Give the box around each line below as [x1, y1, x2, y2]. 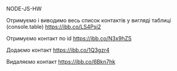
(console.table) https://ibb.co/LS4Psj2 [6, 23, 101, 30]
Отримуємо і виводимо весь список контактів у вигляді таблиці [6, 17, 171, 23]
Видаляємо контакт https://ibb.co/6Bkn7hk [6, 58, 116, 65]
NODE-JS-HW [6, 5, 42, 12]
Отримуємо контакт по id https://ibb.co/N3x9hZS [6, 35, 132, 42]
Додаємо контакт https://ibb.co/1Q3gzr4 [6, 46, 110, 54]
